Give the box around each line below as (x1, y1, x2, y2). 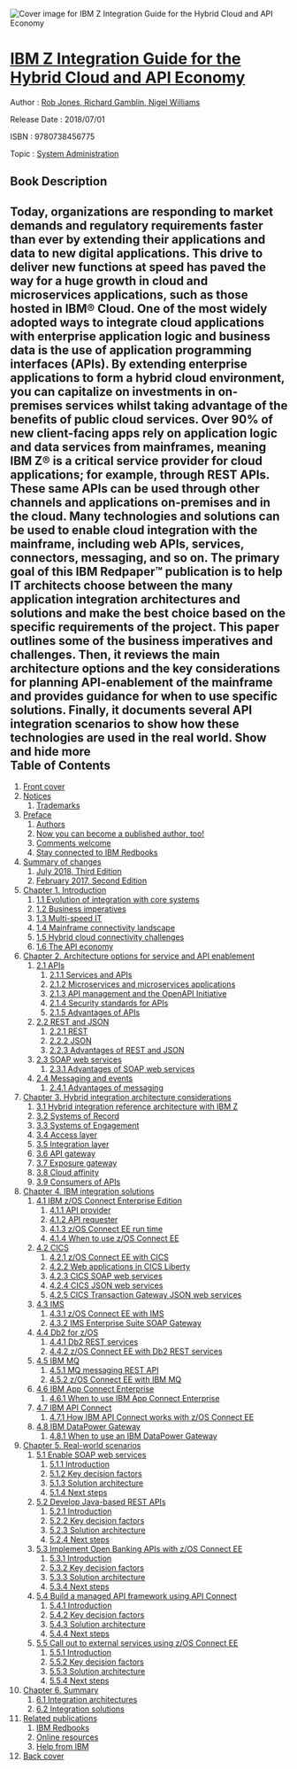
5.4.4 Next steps (49, 1628, 110, 1639)
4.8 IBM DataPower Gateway (35, 1422, 141, 1432)
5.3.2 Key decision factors (49, 1563, 145, 1573)
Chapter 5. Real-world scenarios (22, 1440, 141, 1451)
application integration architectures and (10, 592, 241, 607)
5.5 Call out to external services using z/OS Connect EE (35, 1638, 239, 1649)
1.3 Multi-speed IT (35, 913, 103, 924)
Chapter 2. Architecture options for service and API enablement (22, 950, 255, 961)
